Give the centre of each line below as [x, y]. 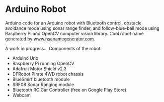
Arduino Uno [25, 58]
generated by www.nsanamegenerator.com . [50, 39]
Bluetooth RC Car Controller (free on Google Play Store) [69, 90]
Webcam [21, 95]
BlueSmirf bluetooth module [41, 79]
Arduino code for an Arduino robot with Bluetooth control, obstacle [73, 23]
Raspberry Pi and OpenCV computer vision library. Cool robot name [75, 33]
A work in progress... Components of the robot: [53, 48]
